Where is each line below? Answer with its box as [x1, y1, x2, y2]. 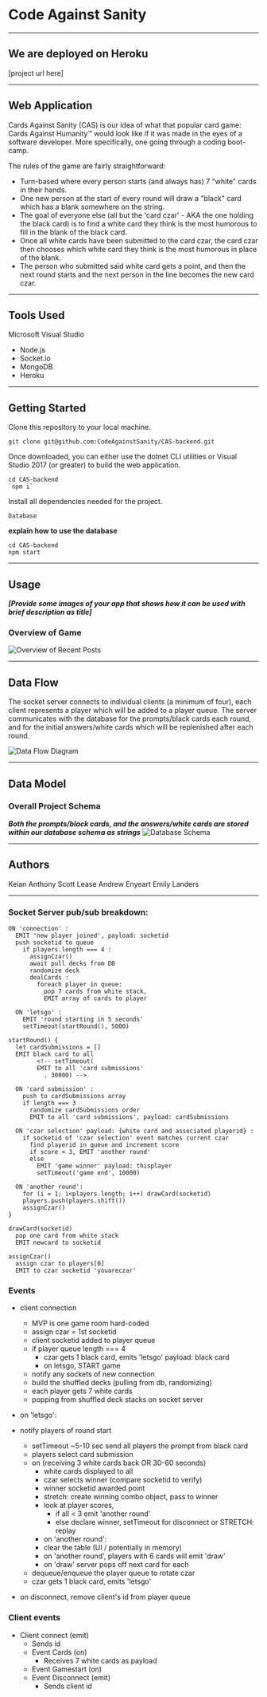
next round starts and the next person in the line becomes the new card [19, 270, 254, 279]
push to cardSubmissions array [22, 1092, 126, 1100]
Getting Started [8, 401, 87, 415]
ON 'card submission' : [15, 1085, 94, 1093]
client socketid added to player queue [31, 1336, 156, 1345]
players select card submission [31, 1450, 133, 1459]
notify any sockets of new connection [31, 1369, 155, 1379]
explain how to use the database [8, 526, 118, 536]
